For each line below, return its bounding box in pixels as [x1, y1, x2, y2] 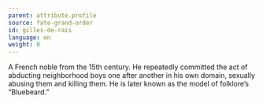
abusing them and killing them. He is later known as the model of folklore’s [8, 79, 250, 89]
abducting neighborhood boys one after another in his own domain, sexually [8, 71, 256, 80]
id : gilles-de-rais [8, 26, 72, 34]
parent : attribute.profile [8, 11, 97, 20]
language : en [8, 33, 51, 42]
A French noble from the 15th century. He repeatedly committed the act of [8, 62, 248, 72]
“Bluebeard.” [8, 87, 50, 97]
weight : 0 [8, 41, 41, 49]
